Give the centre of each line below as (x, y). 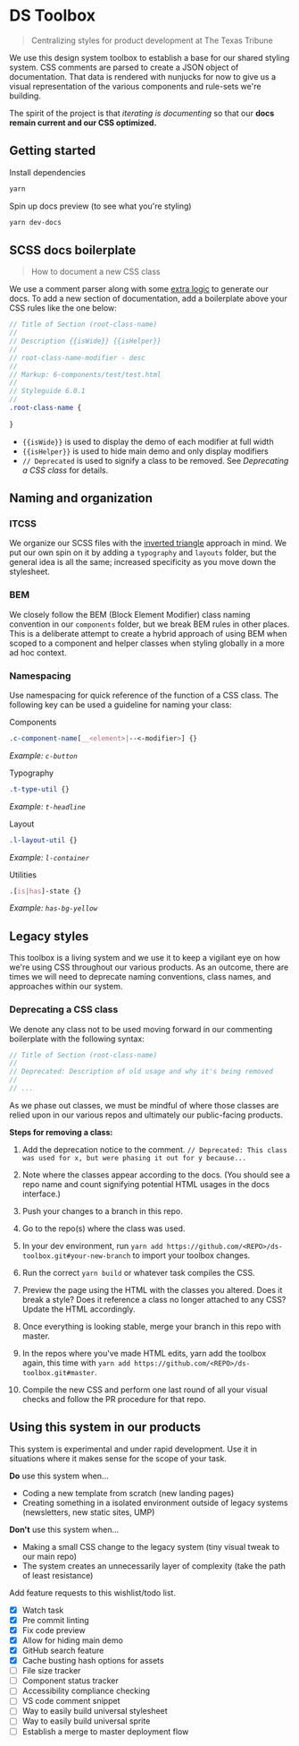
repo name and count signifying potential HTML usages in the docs (146, 1184)
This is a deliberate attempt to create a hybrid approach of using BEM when (148, 633)
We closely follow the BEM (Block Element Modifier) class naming (130, 614)
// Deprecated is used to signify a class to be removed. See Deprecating (155, 460)
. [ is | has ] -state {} (46, 891)
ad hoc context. (38, 652)
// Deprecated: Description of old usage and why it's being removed (141, 1072)
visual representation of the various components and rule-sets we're (135, 86)
